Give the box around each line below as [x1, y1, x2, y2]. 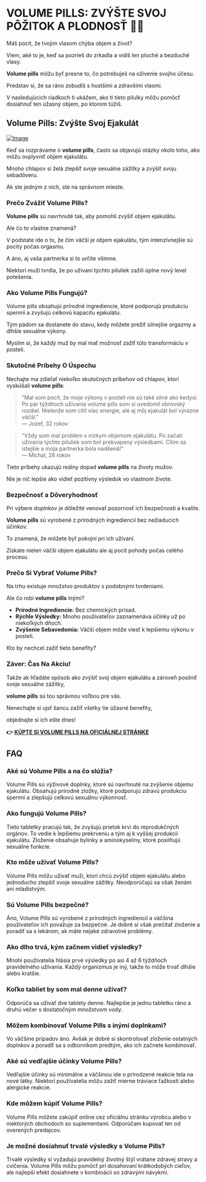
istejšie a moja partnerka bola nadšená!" [21, 444, 124, 452]
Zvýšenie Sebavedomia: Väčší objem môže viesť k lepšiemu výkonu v [15, 626, 194, 633]
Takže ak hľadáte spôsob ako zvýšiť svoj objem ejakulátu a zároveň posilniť [6, 674, 197, 681]
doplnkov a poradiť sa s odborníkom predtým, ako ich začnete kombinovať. [6, 1042, 197, 1049]
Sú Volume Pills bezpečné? [6, 900, 89, 909]
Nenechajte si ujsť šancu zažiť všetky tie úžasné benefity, [6, 704, 153, 711]
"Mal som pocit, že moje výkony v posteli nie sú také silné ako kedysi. [21, 393, 199, 401]
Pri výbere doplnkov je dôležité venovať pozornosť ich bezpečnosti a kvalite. [6, 504, 200, 511]
